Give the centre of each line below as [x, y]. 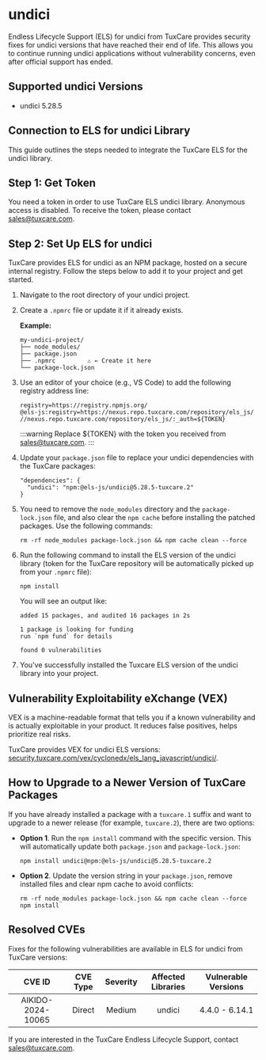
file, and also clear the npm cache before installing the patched [155, 518]
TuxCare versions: [38, 957]
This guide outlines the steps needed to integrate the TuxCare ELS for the [128, 150]
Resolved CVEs [47, 930]
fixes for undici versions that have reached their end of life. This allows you [131, 44]
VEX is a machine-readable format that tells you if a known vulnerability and [132, 717]
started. [21, 279]
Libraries [169, 986]
